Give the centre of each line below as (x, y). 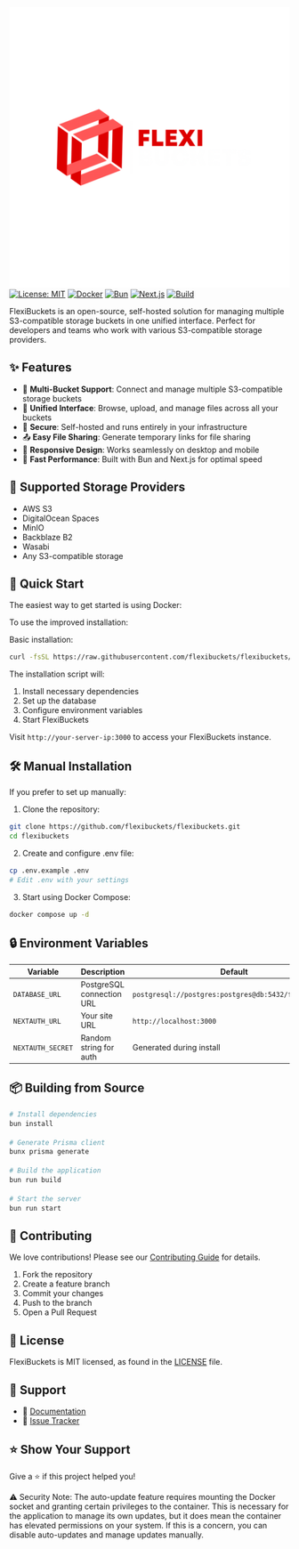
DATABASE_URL (37, 995)
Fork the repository (57, 1275)
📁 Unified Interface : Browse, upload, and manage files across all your (150, 408)
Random (96, 1038)
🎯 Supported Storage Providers (97, 487)
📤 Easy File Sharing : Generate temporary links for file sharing (136, 437)
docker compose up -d (49, 914)
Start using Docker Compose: (76, 896)
